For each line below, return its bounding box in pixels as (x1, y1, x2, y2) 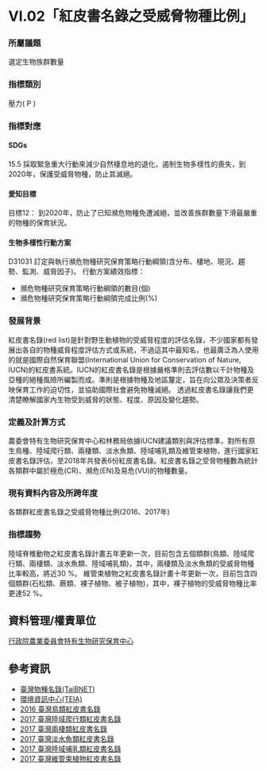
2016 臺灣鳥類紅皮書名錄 (19, 704, 101, 714)
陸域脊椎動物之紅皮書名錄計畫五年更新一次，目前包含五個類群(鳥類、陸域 (8, 548, 248, 558)
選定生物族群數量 (8, 57, 64, 67)
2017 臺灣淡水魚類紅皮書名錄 (19, 734, 114, 744)
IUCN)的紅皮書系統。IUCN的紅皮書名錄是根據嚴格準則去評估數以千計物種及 (8, 365, 255, 374)
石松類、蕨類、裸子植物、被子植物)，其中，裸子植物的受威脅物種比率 (31, 578, 257, 588)
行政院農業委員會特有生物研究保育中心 (8, 637, 133, 646)
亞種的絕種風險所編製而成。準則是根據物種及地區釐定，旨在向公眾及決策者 (8, 374, 252, 384)
